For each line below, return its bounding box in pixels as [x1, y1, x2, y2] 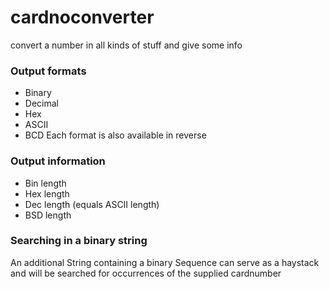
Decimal [24, 97, 59, 110]
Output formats [10, 64, 87, 78]
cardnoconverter [10, 6, 155, 29]
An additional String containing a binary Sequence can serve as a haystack [10, 256, 320, 268]
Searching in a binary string [10, 234, 148, 248]
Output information [10, 154, 106, 168]
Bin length [24, 177, 67, 189]
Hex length [24, 187, 70, 200]
